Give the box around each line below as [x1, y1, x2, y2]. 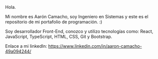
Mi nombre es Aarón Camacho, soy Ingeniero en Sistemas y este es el [5, 14, 149, 19]
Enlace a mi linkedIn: [5, 43, 47, 49]
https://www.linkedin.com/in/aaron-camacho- [48, 43, 142, 49]
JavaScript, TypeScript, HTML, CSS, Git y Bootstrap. [5, 34, 113, 39]
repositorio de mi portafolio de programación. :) [5, 19, 103, 25]
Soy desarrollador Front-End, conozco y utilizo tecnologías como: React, [5, 29, 154, 34]
